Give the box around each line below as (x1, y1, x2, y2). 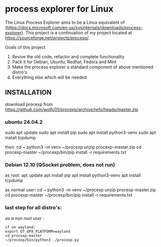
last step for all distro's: (5, 204, 62, 211)
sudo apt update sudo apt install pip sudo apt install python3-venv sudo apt (5, 130, 156, 135)
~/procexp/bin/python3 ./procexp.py (5, 237, 79, 242)
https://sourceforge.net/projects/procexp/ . (5, 35, 90, 41)
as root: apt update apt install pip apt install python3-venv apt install (5, 172, 141, 178)
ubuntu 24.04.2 (5, 118, 43, 125)
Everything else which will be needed (12, 74, 87, 80)
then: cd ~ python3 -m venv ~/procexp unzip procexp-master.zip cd (5, 144, 142, 150)
